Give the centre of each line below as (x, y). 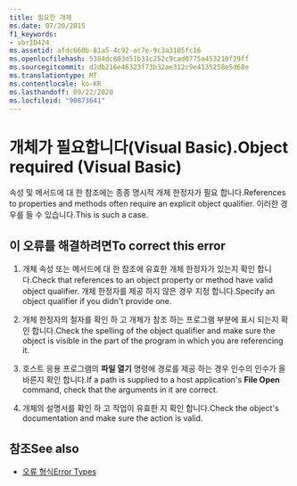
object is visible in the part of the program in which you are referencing (153, 341)
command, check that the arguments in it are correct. (120, 390)
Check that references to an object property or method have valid (153, 280)
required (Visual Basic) (96, 167)
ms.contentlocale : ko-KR (55, 84)
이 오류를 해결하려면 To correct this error (117, 246)
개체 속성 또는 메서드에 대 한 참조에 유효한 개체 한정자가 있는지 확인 (139, 269)
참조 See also (44, 448)
